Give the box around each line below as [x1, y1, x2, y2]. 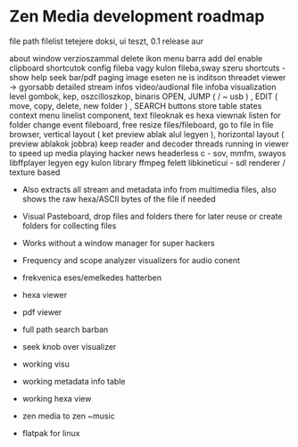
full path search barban [21, 324, 109, 335]
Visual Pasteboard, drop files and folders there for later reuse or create [21, 211, 283, 221]
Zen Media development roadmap [9, 6, 265, 27]
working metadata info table [21, 376, 126, 386]
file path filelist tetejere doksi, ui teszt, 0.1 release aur [9, 36, 204, 46]
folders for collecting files [21, 220, 117, 231]
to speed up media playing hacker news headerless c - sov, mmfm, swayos [9, 147, 286, 158]
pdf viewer [21, 306, 62, 318]
